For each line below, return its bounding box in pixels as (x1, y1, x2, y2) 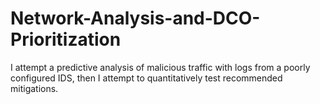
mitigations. (10, 82, 59, 94)
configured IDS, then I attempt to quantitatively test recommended (10, 72, 283, 84)
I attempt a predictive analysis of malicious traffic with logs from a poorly (10, 61, 311, 73)
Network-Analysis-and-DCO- (10, 7, 261, 30)
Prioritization (10, 28, 122, 51)
